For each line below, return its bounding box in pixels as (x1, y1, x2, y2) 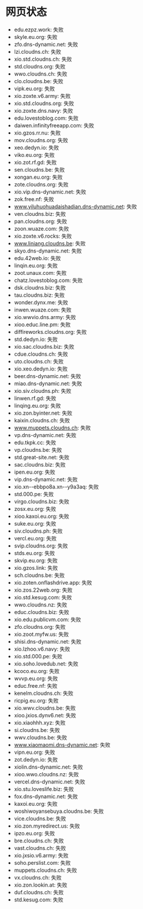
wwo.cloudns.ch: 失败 (14, 70, 68, 77)
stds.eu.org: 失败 (14, 549, 55, 556)
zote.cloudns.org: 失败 (14, 181, 69, 188)
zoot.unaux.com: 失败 (14, 269, 67, 276)
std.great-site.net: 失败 (14, 454, 70, 461)
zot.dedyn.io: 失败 (14, 756, 58, 763)
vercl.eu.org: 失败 (14, 534, 57, 542)
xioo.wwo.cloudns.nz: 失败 (14, 770, 79, 777)
